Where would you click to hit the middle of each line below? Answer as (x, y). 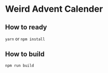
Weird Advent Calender (54, 9)
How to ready (26, 27)
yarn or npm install (25, 39)
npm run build (20, 65)
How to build (25, 54)
